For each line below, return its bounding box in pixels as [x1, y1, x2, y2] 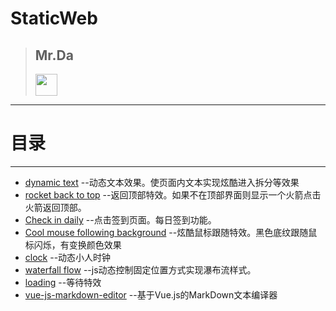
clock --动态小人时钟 [24, 251, 112, 263]
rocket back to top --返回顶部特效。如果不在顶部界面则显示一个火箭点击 [24, 188, 322, 201]
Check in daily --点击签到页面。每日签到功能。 [24, 213, 217, 226]
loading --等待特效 [24, 276, 102, 288]
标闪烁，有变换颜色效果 [24, 238, 122, 251]
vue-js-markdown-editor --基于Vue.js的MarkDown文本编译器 [24, 288, 278, 301]
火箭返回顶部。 [24, 201, 87, 213]
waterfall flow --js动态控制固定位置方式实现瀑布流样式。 [24, 263, 257, 276]
